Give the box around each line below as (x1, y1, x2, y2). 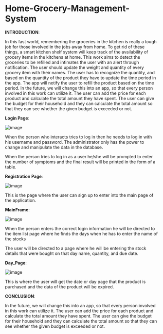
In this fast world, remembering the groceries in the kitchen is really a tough (5, 38, 157, 44)
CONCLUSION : (5, 293, 36, 299)
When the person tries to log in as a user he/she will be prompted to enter (5, 153, 153, 159)
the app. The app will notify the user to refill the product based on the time (5, 80, 154, 85)
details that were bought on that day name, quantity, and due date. (5, 250, 139, 256)
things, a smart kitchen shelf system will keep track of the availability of (5, 49, 148, 55)
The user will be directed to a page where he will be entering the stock (5, 245, 146, 251)
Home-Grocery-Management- (5, 3, 130, 14)
